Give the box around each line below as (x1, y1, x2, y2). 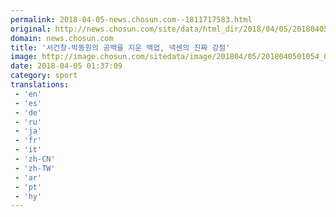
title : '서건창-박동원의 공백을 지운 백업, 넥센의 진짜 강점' (10, 42, 231, 53)
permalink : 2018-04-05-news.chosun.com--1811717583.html (10, 14, 253, 25)
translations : (10, 80, 70, 90)
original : (10, 24, 52, 34)
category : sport (10, 71, 78, 81)
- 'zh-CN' (14, 154, 56, 164)
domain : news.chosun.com (10, 33, 114, 43)
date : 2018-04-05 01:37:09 (10, 61, 123, 71)
